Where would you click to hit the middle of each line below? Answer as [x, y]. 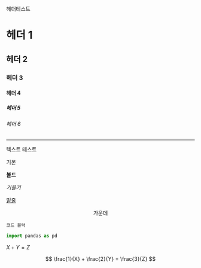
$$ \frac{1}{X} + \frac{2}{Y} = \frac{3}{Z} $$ [100, 258]
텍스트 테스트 [22, 149]
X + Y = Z [18, 247]
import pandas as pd [32, 236]
